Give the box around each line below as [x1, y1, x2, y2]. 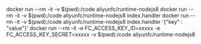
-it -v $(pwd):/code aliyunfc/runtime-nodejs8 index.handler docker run [14, 12, 190, 19]
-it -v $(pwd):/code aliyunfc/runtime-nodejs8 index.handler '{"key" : [14, 18, 183, 25]
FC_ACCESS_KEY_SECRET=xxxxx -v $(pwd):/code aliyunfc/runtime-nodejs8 [6, 31, 196, 38]
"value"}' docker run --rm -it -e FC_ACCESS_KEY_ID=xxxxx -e [6, 24, 161, 32]
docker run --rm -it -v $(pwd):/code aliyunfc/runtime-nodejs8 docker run [6, 6, 187, 12]
